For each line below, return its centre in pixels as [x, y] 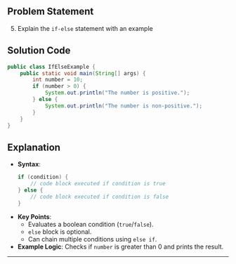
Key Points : [34, 216]
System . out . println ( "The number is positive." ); [117, 93]
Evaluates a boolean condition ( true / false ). [91, 224]
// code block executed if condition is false [100, 197]
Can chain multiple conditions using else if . [92, 239]
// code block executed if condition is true [98, 184]
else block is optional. [60, 232]
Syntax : [29, 164]
